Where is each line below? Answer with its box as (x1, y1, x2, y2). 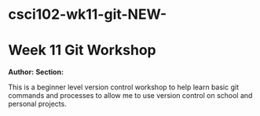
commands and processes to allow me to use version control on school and (8, 91, 253, 100)
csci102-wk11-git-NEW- (8, 5, 167, 24)
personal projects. (8, 100, 67, 109)
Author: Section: (8, 67, 64, 77)
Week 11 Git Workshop (8, 42, 156, 60)
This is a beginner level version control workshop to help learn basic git (8, 82, 240, 92)
